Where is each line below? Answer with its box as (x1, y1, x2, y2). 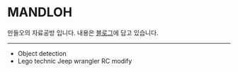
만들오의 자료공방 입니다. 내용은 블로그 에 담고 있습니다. (7, 28, 159, 37)
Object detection (17, 49, 67, 57)
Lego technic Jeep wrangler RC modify (17, 56, 132, 65)
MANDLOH (7, 4, 73, 20)
